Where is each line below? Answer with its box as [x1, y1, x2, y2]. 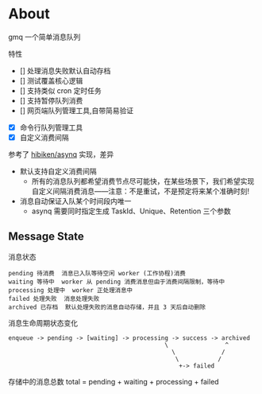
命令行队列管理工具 [19, 123, 83, 132]
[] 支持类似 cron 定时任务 [19, 85, 102, 96]
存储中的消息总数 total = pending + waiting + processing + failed [8, 376, 220, 386]
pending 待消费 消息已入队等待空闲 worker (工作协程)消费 [8, 269, 187, 277]
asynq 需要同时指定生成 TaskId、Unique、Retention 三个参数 [31, 206, 232, 216]
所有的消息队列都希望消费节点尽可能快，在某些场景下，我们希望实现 [31, 177, 255, 186]
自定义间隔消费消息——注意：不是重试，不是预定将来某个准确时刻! [31, 186, 250, 196]
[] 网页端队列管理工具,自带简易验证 [19, 105, 133, 115]
